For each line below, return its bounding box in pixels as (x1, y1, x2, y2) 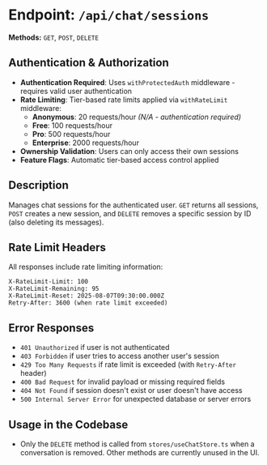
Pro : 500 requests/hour (32, 129, 111, 139)
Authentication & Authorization (8, 56, 170, 70)
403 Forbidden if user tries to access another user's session (19, 351, 220, 361)
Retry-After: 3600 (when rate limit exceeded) (8, 299, 168, 307)
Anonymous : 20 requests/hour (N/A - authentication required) (32, 112, 241, 122)
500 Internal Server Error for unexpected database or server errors (19, 395, 252, 404)
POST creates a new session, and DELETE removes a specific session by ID (8, 208, 252, 218)
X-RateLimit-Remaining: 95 (8, 285, 100, 293)
